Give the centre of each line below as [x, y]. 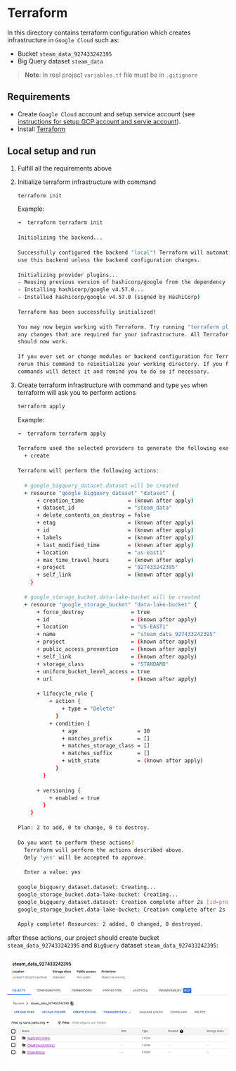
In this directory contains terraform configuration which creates [99, 32]
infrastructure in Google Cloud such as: [63, 39]
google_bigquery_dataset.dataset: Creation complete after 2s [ [113, 902]
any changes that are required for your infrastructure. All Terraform [124, 334]
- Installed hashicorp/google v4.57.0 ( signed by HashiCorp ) [109, 298]
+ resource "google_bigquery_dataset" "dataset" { [100, 493]
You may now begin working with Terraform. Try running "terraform [118, 327]
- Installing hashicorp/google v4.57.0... [80, 290]
